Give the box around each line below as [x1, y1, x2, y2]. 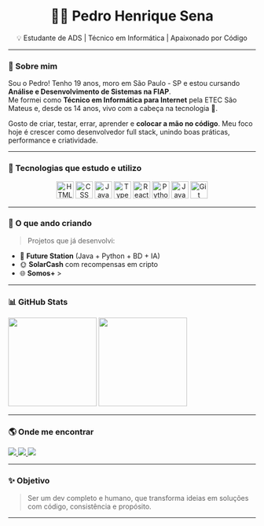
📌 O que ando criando [8, 218, 92, 229]
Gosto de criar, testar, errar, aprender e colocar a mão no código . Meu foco [8, 119, 253, 128]
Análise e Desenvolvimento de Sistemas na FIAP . [8, 87, 171, 97]
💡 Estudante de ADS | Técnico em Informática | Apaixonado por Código [16, 33, 247, 43]
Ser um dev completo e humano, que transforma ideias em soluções [27, 493, 249, 502]
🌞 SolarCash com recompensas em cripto [19, 259, 159, 269]
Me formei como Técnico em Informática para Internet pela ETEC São [8, 95, 237, 105]
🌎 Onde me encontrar [8, 427, 94, 438]
